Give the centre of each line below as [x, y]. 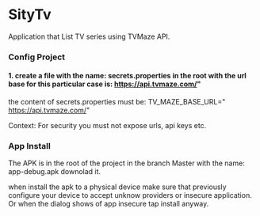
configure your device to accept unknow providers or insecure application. [130, 195]
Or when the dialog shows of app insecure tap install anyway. [109, 204]
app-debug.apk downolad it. [55, 172]
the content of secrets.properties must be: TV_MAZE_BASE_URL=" [117, 102]
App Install [30, 146]
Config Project [37, 57]
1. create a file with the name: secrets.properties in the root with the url [128, 76]
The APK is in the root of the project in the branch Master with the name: [127, 163]
